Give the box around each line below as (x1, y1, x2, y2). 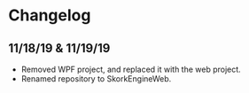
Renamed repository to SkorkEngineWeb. (20, 74, 172, 84)
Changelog (8, 5, 91, 26)
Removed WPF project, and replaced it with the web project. (20, 64, 241, 74)
